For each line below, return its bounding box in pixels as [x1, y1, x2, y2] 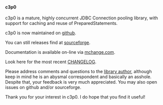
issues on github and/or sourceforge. [5, 85, 81, 91]
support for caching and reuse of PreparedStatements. [5, 20, 118, 26]
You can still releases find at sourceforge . [5, 40, 91, 46]
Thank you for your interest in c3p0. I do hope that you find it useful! [5, 94, 146, 100]
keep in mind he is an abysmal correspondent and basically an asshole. [5, 74, 152, 80]
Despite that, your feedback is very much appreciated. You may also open [5, 79, 158, 85]
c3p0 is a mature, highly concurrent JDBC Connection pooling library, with [5, 15, 159, 21]
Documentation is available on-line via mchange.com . [5, 49, 116, 55]
